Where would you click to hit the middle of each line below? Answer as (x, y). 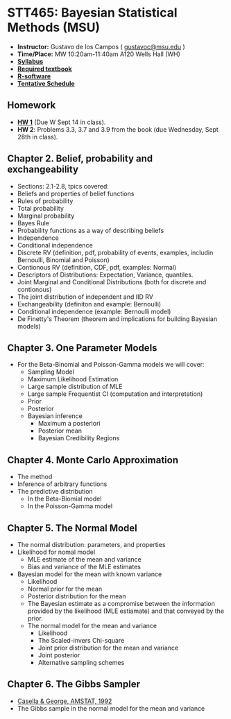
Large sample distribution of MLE (75, 387)
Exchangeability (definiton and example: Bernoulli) (89, 304)
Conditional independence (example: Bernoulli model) (94, 311)
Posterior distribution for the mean (77, 596)
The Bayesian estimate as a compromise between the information (121, 604)
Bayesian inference (55, 416)
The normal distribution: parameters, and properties (91, 545)
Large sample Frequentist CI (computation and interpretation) (115, 394)
